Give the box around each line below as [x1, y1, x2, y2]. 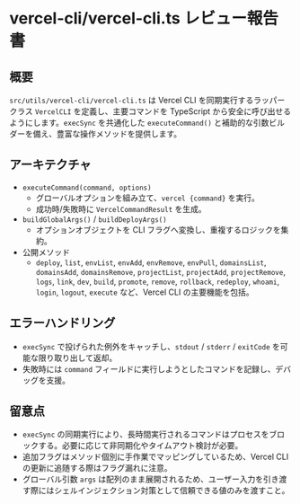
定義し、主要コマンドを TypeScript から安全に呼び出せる [81, 106, 292, 117]
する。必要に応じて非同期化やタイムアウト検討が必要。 [38, 440, 243, 451]
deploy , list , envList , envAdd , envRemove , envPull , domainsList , [35, 257, 267, 268]
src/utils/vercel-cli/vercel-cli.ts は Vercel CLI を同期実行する [9, 95, 254, 105]
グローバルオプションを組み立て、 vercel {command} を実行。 [35, 192, 260, 203]
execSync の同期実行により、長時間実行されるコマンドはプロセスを [22, 429, 269, 440]
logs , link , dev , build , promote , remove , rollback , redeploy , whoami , [35, 276, 280, 287]
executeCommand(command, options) [22, 183, 152, 192]
